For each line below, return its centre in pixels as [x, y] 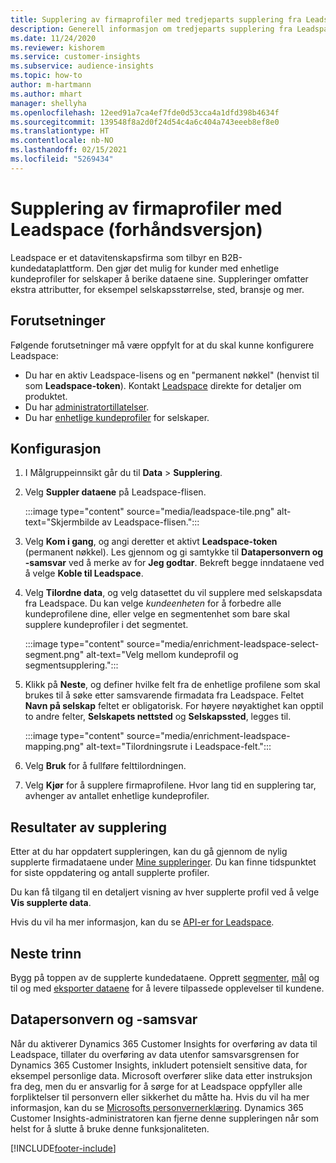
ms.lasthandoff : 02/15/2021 [69, 150]
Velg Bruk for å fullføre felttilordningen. [105, 766]
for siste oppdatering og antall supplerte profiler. [110, 873]
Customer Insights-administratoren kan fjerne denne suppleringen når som [164, 1118]
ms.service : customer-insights [75, 57]
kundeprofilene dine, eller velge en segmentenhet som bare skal [157, 614]
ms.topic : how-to [46, 76]
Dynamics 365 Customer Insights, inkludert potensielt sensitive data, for [159, 1065]
